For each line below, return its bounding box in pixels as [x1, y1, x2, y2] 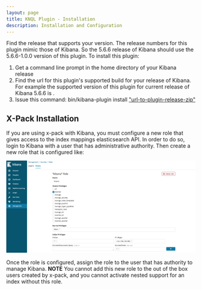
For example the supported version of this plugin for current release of [14, 83, 190, 90]
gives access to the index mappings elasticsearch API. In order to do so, [6, 136, 185, 143]
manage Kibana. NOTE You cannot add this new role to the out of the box [6, 265, 188, 272]
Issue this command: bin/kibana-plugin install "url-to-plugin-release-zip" [14, 96, 196, 103]
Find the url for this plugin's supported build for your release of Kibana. [14, 77, 191, 84]
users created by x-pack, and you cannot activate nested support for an [6, 271, 185, 279]
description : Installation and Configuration [6, 22, 122, 28]
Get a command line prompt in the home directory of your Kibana [14, 64, 177, 72]
